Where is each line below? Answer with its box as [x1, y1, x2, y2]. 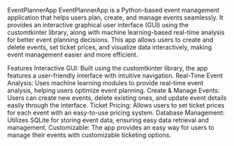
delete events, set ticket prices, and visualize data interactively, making [7, 43, 212, 51]
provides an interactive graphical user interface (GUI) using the [7, 21, 189, 29]
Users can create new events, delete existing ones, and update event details [7, 94, 227, 102]
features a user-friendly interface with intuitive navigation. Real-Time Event [7, 71, 224, 80]
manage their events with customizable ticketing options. [7, 131, 171, 139]
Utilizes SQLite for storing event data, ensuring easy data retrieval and [7, 116, 210, 124]
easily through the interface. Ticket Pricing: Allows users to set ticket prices [7, 101, 225, 109]
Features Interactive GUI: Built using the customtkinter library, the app [7, 64, 208, 72]
